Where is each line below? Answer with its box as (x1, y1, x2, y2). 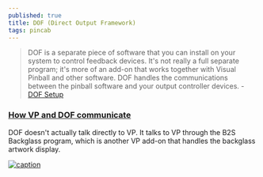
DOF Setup (27, 90, 64, 100)
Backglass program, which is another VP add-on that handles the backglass (8, 136, 256, 145)
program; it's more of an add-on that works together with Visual (27, 65, 236, 74)
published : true (8, 11, 62, 20)
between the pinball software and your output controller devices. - (27, 81, 245, 91)
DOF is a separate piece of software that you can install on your (27, 48, 236, 58)
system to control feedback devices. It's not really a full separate (27, 56, 240, 66)
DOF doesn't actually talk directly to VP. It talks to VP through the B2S (8, 127, 236, 137)
